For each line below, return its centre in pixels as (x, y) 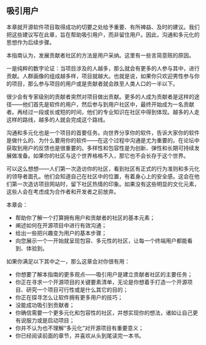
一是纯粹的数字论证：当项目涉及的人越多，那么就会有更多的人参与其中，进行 (103, 68)
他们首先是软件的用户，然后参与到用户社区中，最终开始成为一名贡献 (108, 104)
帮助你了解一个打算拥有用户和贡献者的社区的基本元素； (85, 218)
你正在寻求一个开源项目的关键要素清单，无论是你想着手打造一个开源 (101, 282)
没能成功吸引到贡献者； (45, 305)
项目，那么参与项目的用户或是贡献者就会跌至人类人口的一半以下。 (95, 83)
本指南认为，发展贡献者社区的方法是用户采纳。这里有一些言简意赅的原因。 (100, 55)
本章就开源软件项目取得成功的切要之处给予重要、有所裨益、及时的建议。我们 (103, 27)
